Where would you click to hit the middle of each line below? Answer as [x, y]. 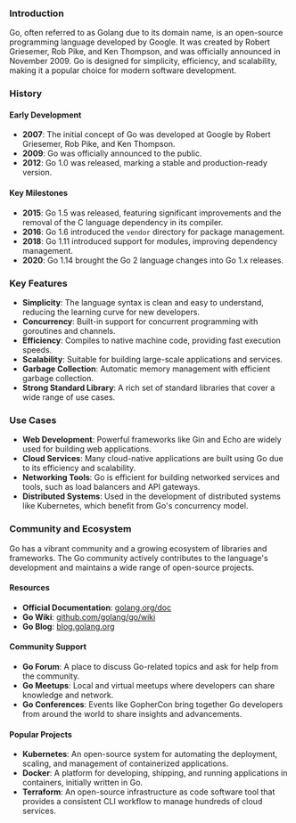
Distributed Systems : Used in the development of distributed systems [151, 496]
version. [37, 173]
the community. [51, 676]
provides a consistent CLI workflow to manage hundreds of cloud [142, 802]
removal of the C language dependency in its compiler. [123, 222]
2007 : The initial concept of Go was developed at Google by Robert [146, 134]
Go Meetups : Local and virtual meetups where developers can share [148, 685]
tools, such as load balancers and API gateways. [111, 487]
